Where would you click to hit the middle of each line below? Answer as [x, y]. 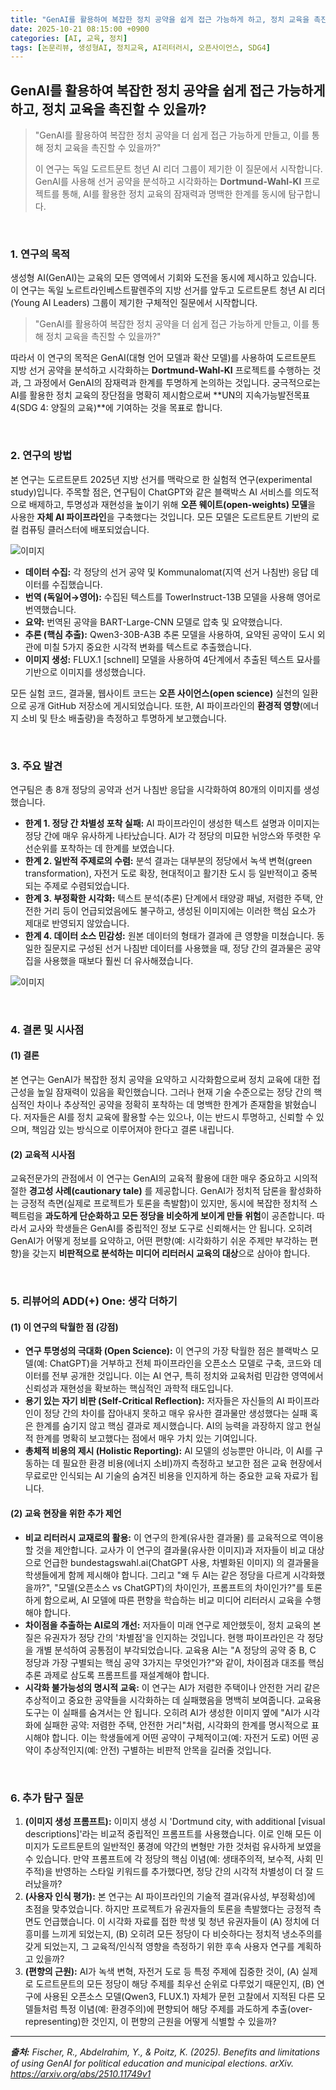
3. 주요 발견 [36, 766]
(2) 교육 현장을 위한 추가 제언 [66, 1513]
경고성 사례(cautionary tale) [85, 1191]
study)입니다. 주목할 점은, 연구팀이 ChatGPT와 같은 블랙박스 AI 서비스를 [151, 492]
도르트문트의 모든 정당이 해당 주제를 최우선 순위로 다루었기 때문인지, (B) [175, 1983]
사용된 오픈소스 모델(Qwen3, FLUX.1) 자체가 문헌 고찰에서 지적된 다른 [179, 1996]
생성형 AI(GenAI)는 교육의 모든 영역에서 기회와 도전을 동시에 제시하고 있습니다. [163, 278]
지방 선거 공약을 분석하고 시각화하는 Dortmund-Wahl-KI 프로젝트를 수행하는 [160, 370]
